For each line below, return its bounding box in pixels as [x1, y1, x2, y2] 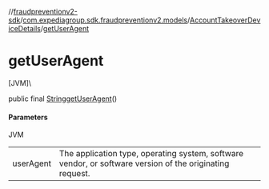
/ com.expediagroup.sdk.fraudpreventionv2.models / [19, 15, 191, 25]
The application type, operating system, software [58, 148, 244, 159]
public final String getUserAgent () [8, 94, 118, 103]
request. [58, 168, 90, 179]
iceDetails [8, 24, 42, 33]
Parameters [8, 112, 48, 122]
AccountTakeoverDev [189, 15, 261, 25]
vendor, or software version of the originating [58, 158, 230, 169]
